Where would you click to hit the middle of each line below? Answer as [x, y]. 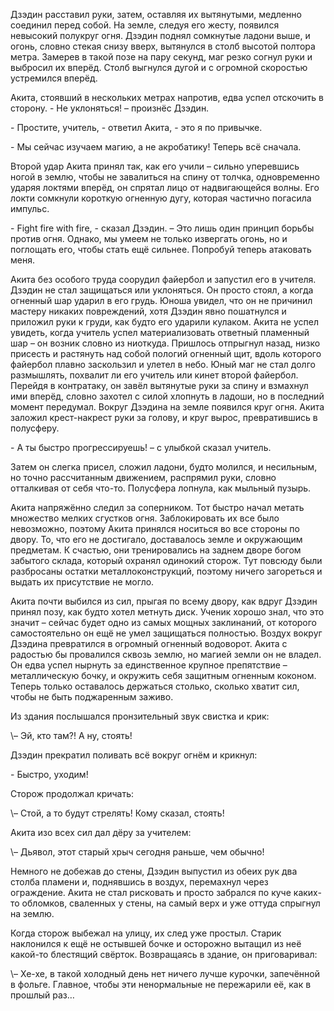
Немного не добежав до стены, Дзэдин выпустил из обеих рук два [154, 871]
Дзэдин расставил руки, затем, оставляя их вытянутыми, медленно [156, 14]
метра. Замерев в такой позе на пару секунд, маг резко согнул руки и [161, 57]
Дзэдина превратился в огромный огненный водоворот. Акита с [149, 643]
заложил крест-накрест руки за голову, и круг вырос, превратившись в [164, 417]
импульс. [30, 208]
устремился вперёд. [54, 78]
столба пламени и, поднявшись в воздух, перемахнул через [139, 882]
